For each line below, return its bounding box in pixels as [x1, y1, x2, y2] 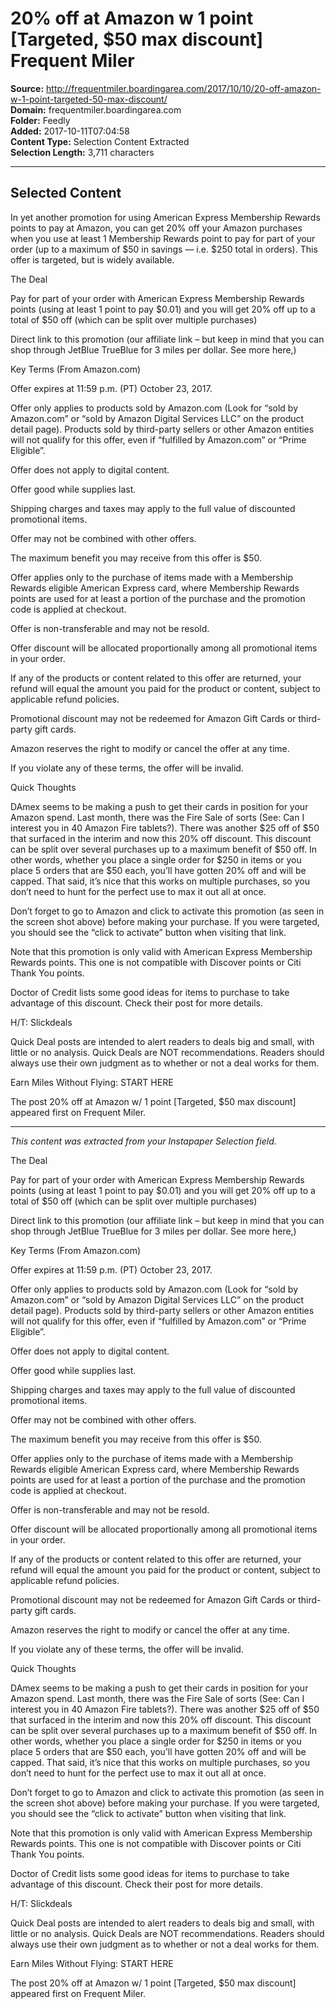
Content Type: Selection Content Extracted [10, 135, 190, 147]
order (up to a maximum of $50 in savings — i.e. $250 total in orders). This [10, 243, 318, 255]
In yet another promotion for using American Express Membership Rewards [10, 211, 321, 223]
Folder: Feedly [10, 114, 71, 126]
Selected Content [10, 185, 122, 202]
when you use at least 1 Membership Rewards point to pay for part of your [10, 232, 316, 244]
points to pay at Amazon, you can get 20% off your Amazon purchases [10, 222, 303, 234]
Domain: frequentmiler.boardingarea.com [10, 103, 182, 116]
